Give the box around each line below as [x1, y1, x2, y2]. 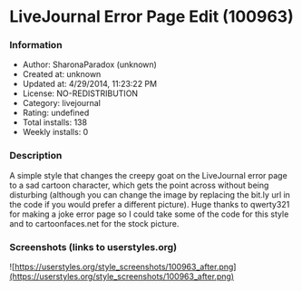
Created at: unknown [22, 69, 102, 80]
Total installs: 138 [22, 117, 88, 128]
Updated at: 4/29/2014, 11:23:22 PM [22, 79, 157, 90]
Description [9, 150, 63, 162]
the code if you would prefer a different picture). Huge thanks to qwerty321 [9, 199, 290, 209]
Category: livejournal [22, 98, 102, 109]
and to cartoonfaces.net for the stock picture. [9, 218, 180, 228]
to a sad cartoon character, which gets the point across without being [9, 179, 269, 190]
